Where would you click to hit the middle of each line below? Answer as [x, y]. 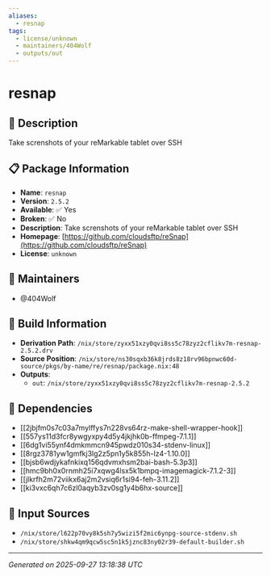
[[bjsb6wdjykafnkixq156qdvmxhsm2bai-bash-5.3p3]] [108, 462]
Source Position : [48, 359]
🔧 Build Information [58, 324]
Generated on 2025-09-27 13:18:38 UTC [75, 565]
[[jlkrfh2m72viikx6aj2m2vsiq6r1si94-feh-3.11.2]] [100, 479]
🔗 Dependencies [50, 408]
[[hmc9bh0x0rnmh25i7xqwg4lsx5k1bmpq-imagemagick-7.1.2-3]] [128, 471]
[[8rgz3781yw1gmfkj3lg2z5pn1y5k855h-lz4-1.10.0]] [105, 454]
